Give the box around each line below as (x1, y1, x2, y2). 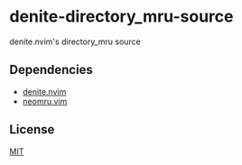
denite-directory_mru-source (9, 6, 234, 27)
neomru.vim (22, 96, 68, 106)
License (9, 122, 55, 137)
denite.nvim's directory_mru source (9, 36, 142, 47)
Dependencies (9, 62, 93, 78)
